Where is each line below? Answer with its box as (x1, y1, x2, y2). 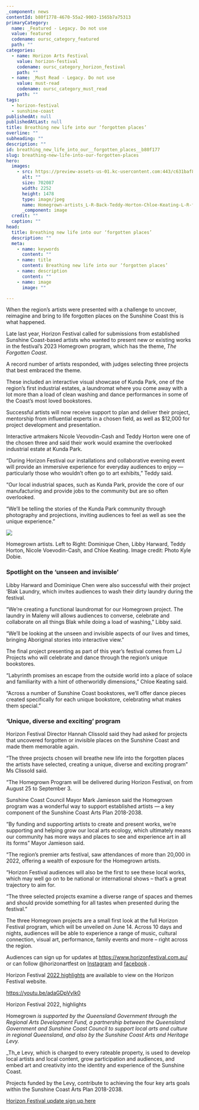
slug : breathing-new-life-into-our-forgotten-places (6, 152, 139, 158)
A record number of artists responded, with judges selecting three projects (6, 360, 188, 368)
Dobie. (6, 553, 23, 560)
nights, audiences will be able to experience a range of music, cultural (6, 930, 177, 937)
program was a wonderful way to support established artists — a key (6, 803, 175, 810)
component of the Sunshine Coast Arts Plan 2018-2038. (6, 808, 143, 816)
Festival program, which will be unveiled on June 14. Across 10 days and (6, 923, 182, 930)
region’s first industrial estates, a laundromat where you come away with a (6, 385, 188, 392)
